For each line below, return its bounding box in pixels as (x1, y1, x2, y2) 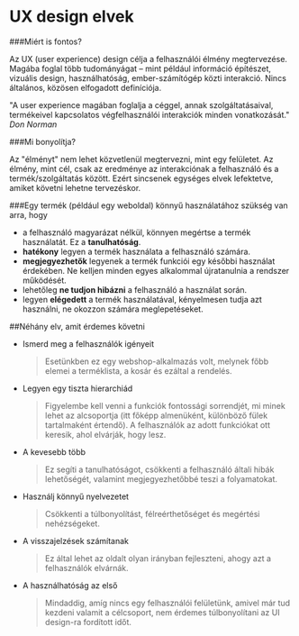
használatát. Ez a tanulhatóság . (22, 236, 141, 247)
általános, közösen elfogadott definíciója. (9, 82, 162, 93)
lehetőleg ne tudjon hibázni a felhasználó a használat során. (22, 284, 248, 295)
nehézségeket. (44, 518, 101, 529)
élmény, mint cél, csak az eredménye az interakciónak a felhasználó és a (9, 163, 279, 174)
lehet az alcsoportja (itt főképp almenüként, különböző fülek (44, 410, 268, 421)
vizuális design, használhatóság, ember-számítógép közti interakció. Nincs (9, 72, 286, 83)
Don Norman (9, 119, 58, 130)
